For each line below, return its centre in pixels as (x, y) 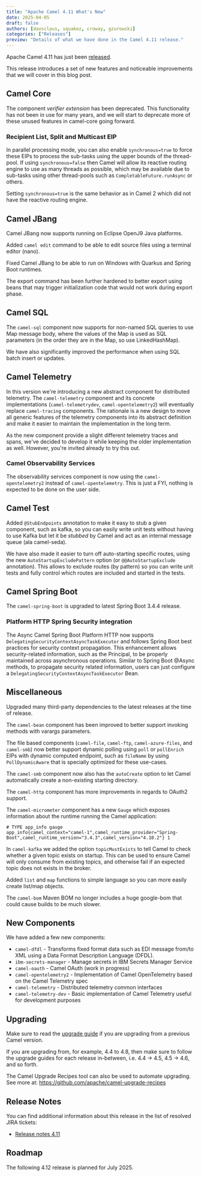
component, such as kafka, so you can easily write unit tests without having (100, 529)
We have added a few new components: (56, 938)
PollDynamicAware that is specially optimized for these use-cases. (87, 762)
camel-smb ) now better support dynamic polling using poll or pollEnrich (95, 749)
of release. (19, 713)
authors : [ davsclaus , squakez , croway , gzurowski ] (71, 29)
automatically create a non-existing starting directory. (73, 780)
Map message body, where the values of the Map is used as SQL (86, 333)
